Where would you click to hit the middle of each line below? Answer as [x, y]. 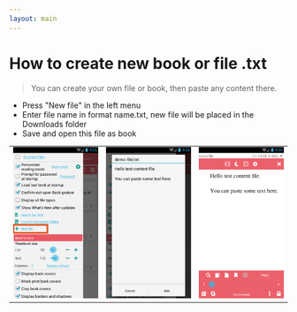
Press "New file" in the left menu [81, 105]
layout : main [33, 19]
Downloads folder [54, 124]
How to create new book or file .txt [138, 63]
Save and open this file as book [79, 133]
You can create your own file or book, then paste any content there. [154, 88]
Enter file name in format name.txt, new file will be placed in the [138, 114]
